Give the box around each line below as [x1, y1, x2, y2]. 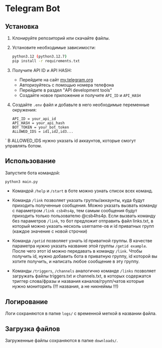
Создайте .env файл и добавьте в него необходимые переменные [12, 102, 150, 108]
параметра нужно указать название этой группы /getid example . [12, 243, 147, 249]
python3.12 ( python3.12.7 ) [12, 54, 67, 59]
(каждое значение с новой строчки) [12, 228, 88, 234]
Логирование [5, 297, 48, 306]
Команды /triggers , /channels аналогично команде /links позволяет [12, 268, 156, 274]
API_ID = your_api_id [12, 116, 56, 121]
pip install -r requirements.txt [12, 58, 80, 63]
